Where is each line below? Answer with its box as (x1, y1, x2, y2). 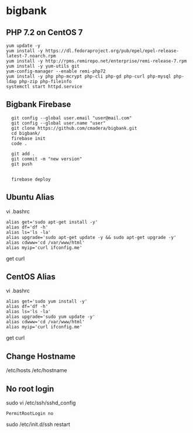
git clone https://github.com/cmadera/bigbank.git (11, 125, 137, 131)
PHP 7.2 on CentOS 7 (6, 27, 83, 37)
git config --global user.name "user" (11, 120, 106, 126)
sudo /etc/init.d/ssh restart (6, 421, 70, 428)
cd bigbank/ (11, 130, 41, 136)
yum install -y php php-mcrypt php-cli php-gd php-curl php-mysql (6, 74, 171, 79)
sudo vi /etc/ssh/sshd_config (6, 399, 76, 407)
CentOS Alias (6, 272, 56, 282)
